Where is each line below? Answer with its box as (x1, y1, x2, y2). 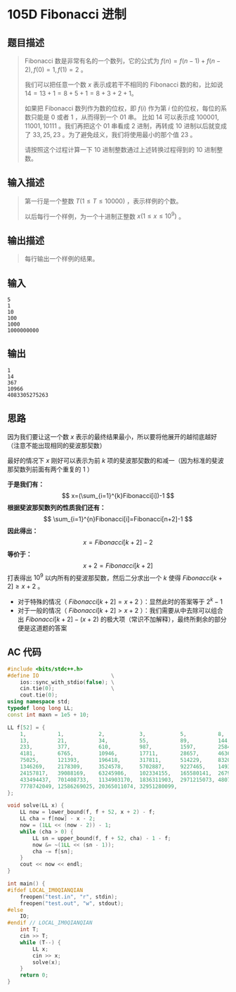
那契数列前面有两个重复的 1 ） (7, 465, 93, 473)
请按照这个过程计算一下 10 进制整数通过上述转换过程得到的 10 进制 (24, 146, 217, 153)
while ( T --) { (20, 939, 61, 946)
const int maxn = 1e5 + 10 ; (7, 711, 90, 718)
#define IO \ (7, 672, 114, 679)
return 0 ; (20, 972, 49, 979)
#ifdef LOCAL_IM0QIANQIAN (7, 886, 83, 894)
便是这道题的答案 (17, 624, 67, 632)
